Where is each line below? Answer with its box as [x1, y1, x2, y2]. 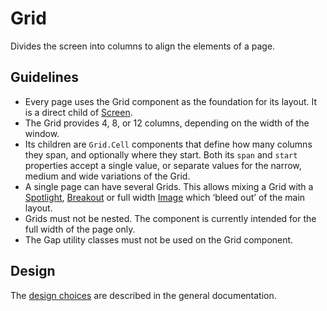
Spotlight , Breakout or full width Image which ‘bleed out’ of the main [24, 191, 306, 203]
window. [24, 127, 60, 139]
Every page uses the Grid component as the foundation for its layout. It [24, 95, 318, 107]
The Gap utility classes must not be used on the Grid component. [24, 233, 294, 246]
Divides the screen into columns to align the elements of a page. [10, 40, 276, 52]
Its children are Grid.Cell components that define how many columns [24, 138, 313, 150]
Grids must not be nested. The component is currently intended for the [24, 212, 317, 224]
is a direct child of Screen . [24, 106, 133, 118]
